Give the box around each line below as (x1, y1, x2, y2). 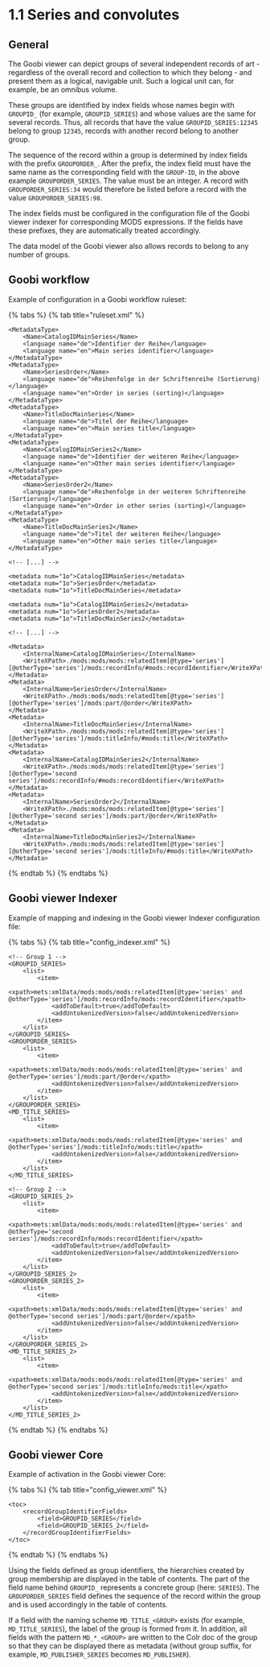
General (8, 38, 50, 52)
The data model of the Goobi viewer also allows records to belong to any (8, 242, 249, 250)
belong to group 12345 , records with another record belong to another (8, 126, 239, 135)
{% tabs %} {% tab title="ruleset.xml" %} (8, 310, 145, 320)
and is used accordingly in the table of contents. (8, 1600, 169, 1610)
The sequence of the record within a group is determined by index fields (8, 151, 247, 159)
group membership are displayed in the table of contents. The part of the (8, 1574, 250, 1584)
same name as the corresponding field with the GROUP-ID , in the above (8, 168, 240, 176)
